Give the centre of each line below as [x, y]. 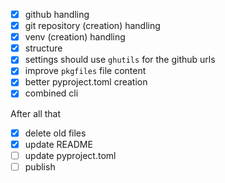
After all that [36, 113]
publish [40, 166]
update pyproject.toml [70, 155]
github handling [57, 14]
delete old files [55, 133]
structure [43, 48]
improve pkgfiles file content [85, 71]
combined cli [51, 93]
